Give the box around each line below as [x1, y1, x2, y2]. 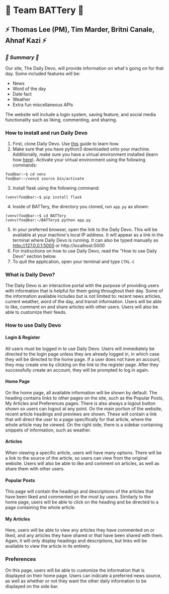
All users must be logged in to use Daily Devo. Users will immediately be [5, 346, 155, 352]
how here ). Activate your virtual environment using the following [12, 157, 146, 163]
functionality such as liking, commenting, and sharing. [5, 117, 117, 123]
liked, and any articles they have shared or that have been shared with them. [5, 533, 163, 539]
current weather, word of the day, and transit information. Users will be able [5, 299, 162, 305]
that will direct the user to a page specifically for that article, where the [5, 416, 152, 422]
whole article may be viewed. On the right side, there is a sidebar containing [5, 421, 163, 428]
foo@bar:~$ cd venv [5, 172, 46, 177]
